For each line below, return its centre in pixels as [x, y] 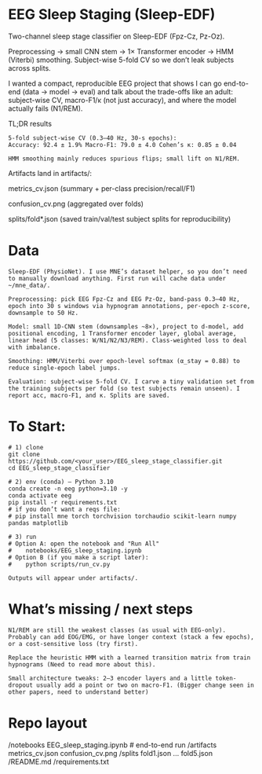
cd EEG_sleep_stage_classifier [59, 468]
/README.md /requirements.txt [59, 761]
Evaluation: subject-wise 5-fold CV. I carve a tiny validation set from [131, 381]
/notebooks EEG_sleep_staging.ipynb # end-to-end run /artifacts [113, 745]
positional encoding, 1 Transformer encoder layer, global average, [122, 333]
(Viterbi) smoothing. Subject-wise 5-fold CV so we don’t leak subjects [121, 60]
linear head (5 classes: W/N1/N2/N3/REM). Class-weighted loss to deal [127, 340]
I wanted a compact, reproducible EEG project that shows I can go [115, 83]
